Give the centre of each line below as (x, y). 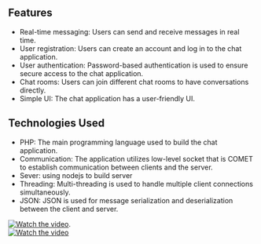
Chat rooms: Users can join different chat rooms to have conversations (134, 82)
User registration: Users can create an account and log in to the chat (130, 48)
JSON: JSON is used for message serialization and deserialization (126, 200)
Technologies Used (56, 124)
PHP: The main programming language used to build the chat (118, 142)
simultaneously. (45, 192)
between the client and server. (69, 209)
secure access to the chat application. (81, 73)
